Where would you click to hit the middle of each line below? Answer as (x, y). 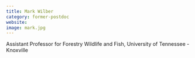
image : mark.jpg (26, 28)
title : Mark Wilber (30, 11)
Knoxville (17, 50)
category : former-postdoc (37, 17)
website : (17, 22)
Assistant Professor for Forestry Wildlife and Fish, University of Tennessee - (98, 44)
